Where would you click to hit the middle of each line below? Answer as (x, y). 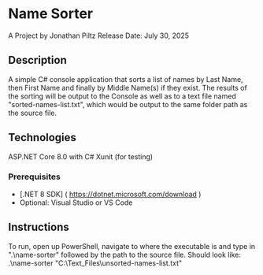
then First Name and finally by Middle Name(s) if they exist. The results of (128, 87)
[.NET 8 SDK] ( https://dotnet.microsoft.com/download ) (110, 194)
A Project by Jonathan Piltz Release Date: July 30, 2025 (99, 35)
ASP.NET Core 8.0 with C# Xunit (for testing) (81, 156)
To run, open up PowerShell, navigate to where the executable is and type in (132, 246)
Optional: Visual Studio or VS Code (76, 203)
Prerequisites (34, 177)
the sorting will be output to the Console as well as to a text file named (122, 96)
